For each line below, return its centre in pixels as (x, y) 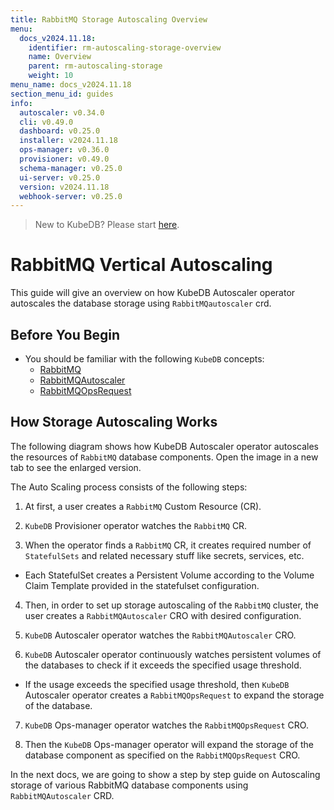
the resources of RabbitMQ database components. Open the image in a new (164, 457)
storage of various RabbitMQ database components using (129, 785)
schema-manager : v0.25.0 (71, 168)
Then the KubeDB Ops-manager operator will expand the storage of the (169, 744)
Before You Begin (65, 334)
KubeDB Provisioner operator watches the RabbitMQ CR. (136, 525)
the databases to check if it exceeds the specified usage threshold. (163, 665)
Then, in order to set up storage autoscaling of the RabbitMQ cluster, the (171, 605)
